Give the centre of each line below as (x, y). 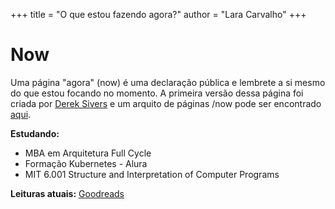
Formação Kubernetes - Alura (86, 163)
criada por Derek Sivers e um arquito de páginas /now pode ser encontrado (166, 103)
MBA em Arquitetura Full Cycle (88, 153)
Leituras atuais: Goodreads (67, 193)
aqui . (21, 114)
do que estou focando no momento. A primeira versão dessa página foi (157, 93)
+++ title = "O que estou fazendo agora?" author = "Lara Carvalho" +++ (158, 14)
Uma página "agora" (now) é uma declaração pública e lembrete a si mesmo (168, 82)
